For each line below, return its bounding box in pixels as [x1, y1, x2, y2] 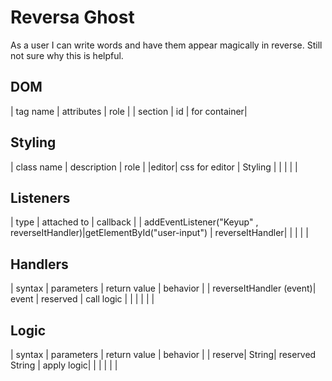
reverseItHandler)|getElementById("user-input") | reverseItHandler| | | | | [10, 227, 309, 239]
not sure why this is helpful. [10, 49, 124, 61]
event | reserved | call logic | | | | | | [10, 293, 155, 305]
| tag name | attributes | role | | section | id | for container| [10, 105, 248, 117]
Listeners [10, 189, 71, 206]
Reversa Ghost [10, 6, 135, 29]
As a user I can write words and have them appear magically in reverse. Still [10, 39, 323, 51]
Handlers [10, 256, 69, 273]
